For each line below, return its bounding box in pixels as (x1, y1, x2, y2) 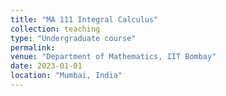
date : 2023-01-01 (10, 61, 83, 71)
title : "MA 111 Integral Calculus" (10, 14, 159, 25)
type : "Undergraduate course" (10, 33, 137, 43)
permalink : (10, 42, 56, 53)
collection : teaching (10, 24, 101, 34)
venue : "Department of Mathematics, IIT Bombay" (10, 52, 217, 62)
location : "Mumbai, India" (10, 71, 123, 81)
